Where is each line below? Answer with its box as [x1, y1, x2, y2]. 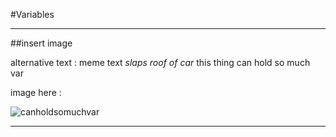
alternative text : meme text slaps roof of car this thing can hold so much [10, 57, 311, 68]
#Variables [10, 9, 55, 20]
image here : [10, 87, 62, 98]
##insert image [10, 37, 73, 49]
